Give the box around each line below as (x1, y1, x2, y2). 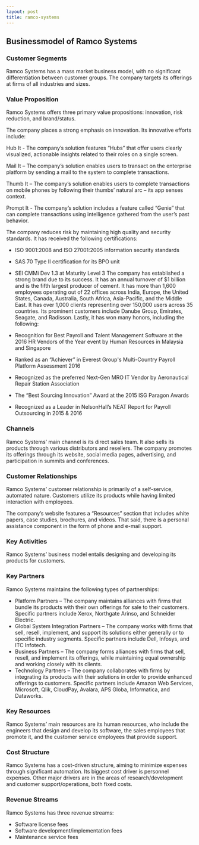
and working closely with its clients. (14, 660, 102, 667)
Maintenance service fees (14, 833, 78, 840)
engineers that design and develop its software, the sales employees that (6, 726, 185, 734)
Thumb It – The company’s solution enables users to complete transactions (6, 180, 190, 188)
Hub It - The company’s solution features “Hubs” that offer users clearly (6, 144, 182, 152)
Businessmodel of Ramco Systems (6, 36, 138, 46)
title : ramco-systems (6, 14, 60, 20)
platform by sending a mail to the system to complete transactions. (6, 169, 169, 176)
